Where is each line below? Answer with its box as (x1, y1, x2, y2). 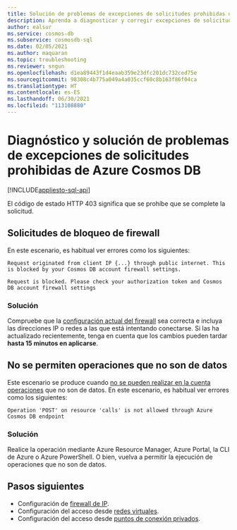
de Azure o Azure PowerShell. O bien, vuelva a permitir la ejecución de (7, 452, 213, 462)
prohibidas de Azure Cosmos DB (7, 163, 201, 178)
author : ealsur (7, 23, 52, 30)
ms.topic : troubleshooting (7, 56, 87, 63)
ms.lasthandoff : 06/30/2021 (7, 96, 90, 103)
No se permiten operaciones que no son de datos (7, 359, 228, 371)
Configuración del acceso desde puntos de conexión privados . (17, 514, 201, 522)
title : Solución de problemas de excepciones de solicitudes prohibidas (7, 10, 226, 18)
